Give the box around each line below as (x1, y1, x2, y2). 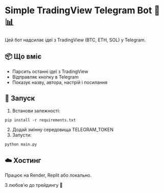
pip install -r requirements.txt (5, 117, 76, 123)
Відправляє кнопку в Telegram (12, 74, 79, 80)
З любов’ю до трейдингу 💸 (5, 182, 63, 188)
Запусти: (12, 132, 32, 138)
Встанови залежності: (12, 107, 60, 114)
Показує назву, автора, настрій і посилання (12, 79, 108, 85)
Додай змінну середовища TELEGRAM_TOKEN (12, 126, 113, 132)
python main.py (5, 141, 37, 147)
